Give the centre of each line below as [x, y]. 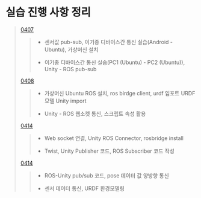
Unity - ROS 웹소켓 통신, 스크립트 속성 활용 [95, 113]
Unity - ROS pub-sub [70, 69]
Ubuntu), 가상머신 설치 [71, 49]
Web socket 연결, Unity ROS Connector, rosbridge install [114, 138]
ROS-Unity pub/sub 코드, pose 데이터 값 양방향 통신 [107, 175]
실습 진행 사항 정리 [48, 12]
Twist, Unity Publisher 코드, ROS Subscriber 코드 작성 [110, 151]
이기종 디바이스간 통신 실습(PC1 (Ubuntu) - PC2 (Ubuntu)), [114, 62]
